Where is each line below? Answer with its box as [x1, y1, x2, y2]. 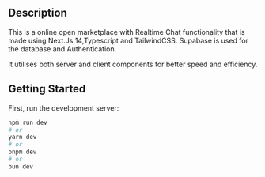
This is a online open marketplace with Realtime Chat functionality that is [8, 27, 245, 36]
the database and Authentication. [8, 43, 117, 54]
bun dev [8, 162, 34, 171]
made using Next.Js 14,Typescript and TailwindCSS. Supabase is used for [8, 36, 249, 45]
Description [8, 6, 67, 20]
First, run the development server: [8, 103, 119, 113]
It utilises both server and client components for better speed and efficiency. [8, 59, 258, 69]
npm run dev [8, 119, 47, 126]
